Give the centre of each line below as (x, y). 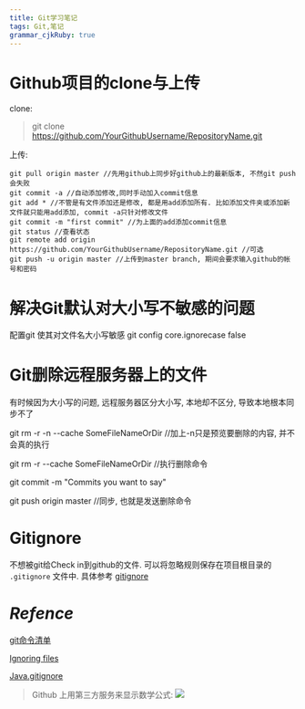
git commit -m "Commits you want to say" (88, 482)
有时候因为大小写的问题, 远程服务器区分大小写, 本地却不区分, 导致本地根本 (148, 402)
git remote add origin (52, 240)
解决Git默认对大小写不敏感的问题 (132, 308)
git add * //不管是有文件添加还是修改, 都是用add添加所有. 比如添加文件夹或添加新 (150, 203)
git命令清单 (30, 641)
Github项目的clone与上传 (105, 83)
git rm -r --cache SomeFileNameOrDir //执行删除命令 (108, 464)
